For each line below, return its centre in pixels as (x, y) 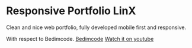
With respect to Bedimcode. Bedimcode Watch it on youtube (80, 39)
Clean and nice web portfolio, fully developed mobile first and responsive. (96, 27)
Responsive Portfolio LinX (71, 11)
